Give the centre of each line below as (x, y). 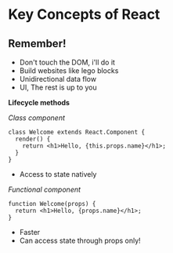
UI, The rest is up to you (58, 87)
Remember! (37, 44)
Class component (36, 118)
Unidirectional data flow (58, 79)
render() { (33, 139)
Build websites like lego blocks (69, 71)
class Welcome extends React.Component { (77, 132)
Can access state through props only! (80, 240)
